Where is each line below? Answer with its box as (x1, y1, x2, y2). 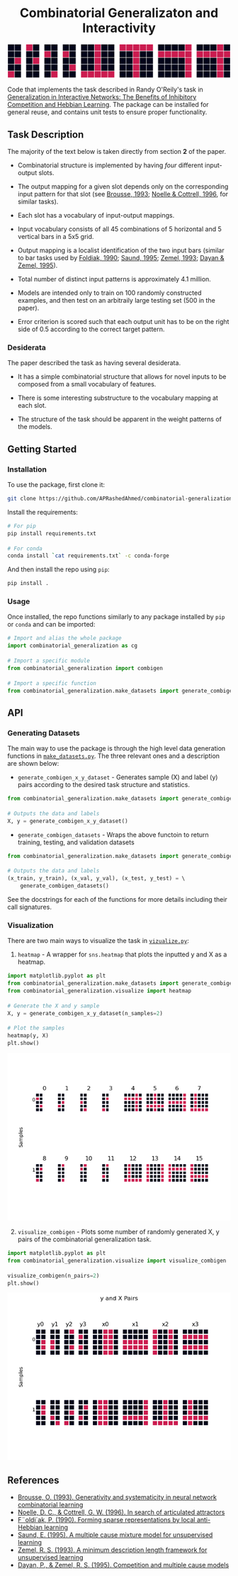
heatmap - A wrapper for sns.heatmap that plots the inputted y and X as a (17, 950, 227, 959)
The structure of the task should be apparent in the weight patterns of (17, 415, 222, 423)
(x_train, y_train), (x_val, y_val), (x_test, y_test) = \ (7, 875, 186, 882)
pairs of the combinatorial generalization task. (17, 1235, 152, 1244)
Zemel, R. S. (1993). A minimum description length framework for (17, 1546, 208, 1554)
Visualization (7, 920, 54, 930)
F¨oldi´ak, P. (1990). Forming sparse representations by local (17, 1516, 195, 1524)
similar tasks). (17, 197, 59, 206)
